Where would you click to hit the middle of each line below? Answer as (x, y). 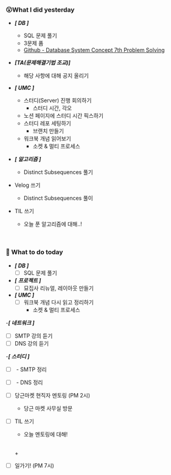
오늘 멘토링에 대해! (46, 434)
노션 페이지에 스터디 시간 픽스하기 (64, 116)
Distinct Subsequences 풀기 (58, 172)
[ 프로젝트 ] (28, 280)
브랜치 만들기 (48, 131)
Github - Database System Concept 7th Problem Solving (94, 50)
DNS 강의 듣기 (32, 343)
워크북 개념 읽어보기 (47, 139)
